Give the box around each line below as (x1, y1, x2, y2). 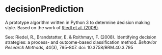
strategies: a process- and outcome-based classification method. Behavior (5, 39, 157, 45)
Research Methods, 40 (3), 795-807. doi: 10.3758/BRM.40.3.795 (5, 44, 134, 50)
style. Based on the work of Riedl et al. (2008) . (5, 24, 100, 30)
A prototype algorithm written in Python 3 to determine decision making (5, 19, 150, 25)
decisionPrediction (5, 3, 84, 15)
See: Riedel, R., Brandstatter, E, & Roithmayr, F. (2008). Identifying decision (5, 34, 157, 40)
